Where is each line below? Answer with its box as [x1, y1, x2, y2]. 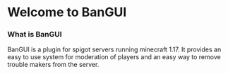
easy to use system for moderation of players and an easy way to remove [7, 53, 221, 61]
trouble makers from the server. [7, 61, 100, 69]
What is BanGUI [7, 30, 62, 39]
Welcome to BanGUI [7, 4, 127, 20]
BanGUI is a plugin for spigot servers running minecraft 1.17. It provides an [7, 45, 222, 54]
